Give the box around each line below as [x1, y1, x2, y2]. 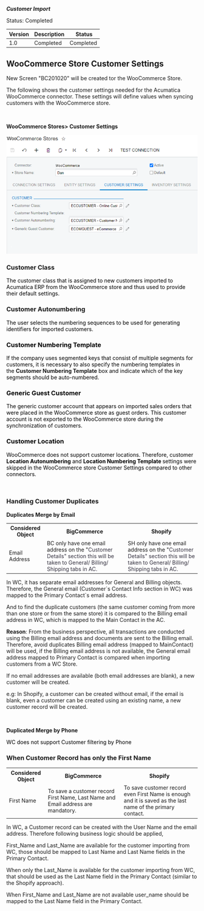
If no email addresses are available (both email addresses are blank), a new [6, 672, 195, 680]
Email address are [47, 800, 93, 807]
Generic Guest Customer [6, 389, 81, 397]
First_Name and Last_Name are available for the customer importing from [6, 841, 190, 849]
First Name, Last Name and [47, 794, 116, 801]
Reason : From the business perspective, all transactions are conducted [6, 628, 185, 635]
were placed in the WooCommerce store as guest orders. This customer [6, 409, 187, 417]
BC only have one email [46, 539, 106, 547]
